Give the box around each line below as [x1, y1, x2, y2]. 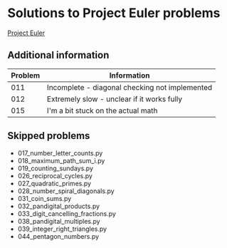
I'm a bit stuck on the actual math [46, 105, 158, 115]
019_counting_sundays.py [17, 164, 94, 172]
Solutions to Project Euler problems [7, 5, 221, 21]
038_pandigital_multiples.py [17, 217, 101, 225]
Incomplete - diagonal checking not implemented [46, 82, 213, 92]
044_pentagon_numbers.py [17, 232, 100, 240]
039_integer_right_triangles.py [17, 224, 107, 233]
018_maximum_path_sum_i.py [17, 156, 105, 165]
